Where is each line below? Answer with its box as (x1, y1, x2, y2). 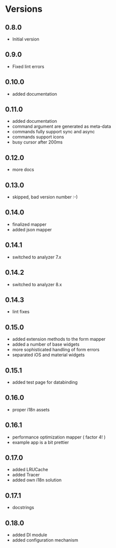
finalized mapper (12, 221, 47, 227)
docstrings (12, 505, 34, 511)
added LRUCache (12, 467, 48, 473)
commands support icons (12, 134, 64, 140)
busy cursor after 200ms (12, 139, 63, 145)
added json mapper (12, 226, 52, 232)
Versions (5, 3, 43, 15)
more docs (12, 167, 34, 173)
